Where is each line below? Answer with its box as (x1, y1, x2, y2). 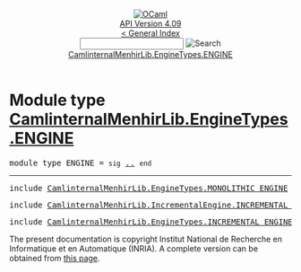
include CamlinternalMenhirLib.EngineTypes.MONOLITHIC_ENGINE (9, 183, 288, 193)
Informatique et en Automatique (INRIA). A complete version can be (9, 242, 258, 254)
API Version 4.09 (119, 18, 182, 29)
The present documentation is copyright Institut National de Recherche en (9, 233, 282, 244)
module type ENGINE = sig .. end (9, 157, 152, 168)
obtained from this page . (9, 252, 100, 263)
